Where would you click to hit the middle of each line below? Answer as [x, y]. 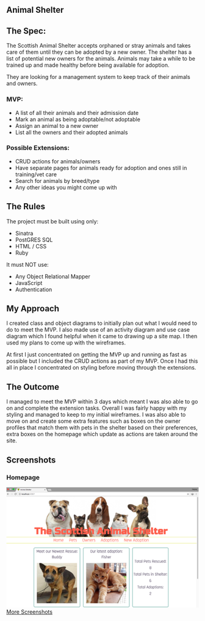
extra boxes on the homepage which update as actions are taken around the [102, 434]
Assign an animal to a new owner [57, 125]
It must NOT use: [27, 264]
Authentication [34, 289]
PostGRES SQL [34, 240]
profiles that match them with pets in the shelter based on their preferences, [102, 428]
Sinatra [24, 233]
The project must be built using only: [52, 221]
